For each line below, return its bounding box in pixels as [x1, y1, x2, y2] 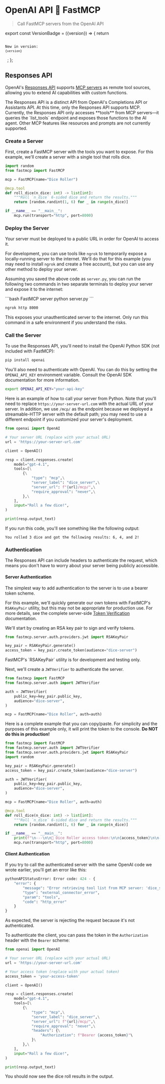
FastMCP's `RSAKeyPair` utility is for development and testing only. [5, 657, 141, 663]
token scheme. [5, 590, 35, 596]
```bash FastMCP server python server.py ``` [5, 296, 94, 302]
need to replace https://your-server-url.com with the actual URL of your [5, 401, 154, 407]
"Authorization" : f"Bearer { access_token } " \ [40, 1033, 133, 1038]
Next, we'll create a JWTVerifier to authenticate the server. [5, 667, 124, 672]
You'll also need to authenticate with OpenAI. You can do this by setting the [5, 367, 158, 373]
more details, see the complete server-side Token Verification [5, 610, 130, 616]
